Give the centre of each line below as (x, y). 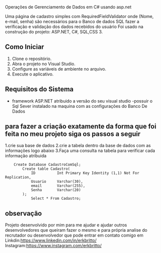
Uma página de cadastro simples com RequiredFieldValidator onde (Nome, (79, 16)
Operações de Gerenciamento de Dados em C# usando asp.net (68, 7)
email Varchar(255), (58, 186)
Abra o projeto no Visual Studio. (44, 64)
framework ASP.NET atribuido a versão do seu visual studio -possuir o (82, 101)
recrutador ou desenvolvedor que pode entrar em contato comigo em (74, 235)
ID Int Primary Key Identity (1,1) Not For (85, 173)
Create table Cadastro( (46, 169)
